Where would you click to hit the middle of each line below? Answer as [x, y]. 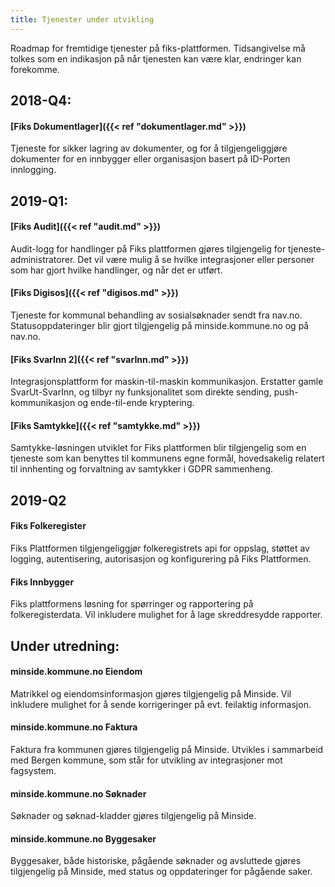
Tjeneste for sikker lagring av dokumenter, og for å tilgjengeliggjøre [149, 148]
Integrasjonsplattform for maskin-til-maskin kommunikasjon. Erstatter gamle [167, 382]
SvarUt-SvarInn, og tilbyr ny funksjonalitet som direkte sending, [141, 392]
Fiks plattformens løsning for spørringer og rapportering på [132, 604]
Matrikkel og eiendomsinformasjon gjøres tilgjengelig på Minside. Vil [151, 693]
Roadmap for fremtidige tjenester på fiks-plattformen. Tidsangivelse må [158, 48]
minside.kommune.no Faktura [74, 727]
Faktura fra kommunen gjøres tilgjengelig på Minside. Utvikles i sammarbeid [167, 750]
